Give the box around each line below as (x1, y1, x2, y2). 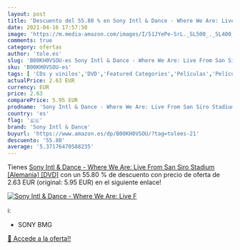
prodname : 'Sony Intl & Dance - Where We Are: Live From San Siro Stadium (7, 104, 235, 111)
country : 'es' (7, 110, 50, 117)
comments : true (7, 37, 53, 44)
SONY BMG (17, 221, 52, 229)
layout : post (7, 10, 46, 18)
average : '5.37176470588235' (7, 144, 94, 151)
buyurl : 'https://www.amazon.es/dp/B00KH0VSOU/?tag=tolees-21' (7, 130, 200, 137)
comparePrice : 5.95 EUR (7, 97, 79, 104)
